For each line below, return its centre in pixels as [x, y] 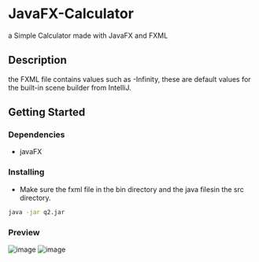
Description [37, 60]
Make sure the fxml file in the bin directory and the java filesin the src [131, 189]
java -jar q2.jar [37, 212]
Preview [24, 232]
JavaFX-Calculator [71, 14]
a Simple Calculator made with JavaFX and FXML [88, 35]
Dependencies [37, 135]
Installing [26, 172]
